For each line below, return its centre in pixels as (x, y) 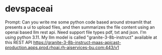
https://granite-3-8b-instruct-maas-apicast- (77, 42)
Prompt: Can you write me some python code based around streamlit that (78, 22)
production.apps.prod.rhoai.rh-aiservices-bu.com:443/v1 (62, 47)
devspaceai (29, 9)
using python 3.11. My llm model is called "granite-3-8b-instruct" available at (81, 37)
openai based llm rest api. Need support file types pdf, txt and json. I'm (76, 32)
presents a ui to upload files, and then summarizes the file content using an (80, 27)
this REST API (19, 42)
